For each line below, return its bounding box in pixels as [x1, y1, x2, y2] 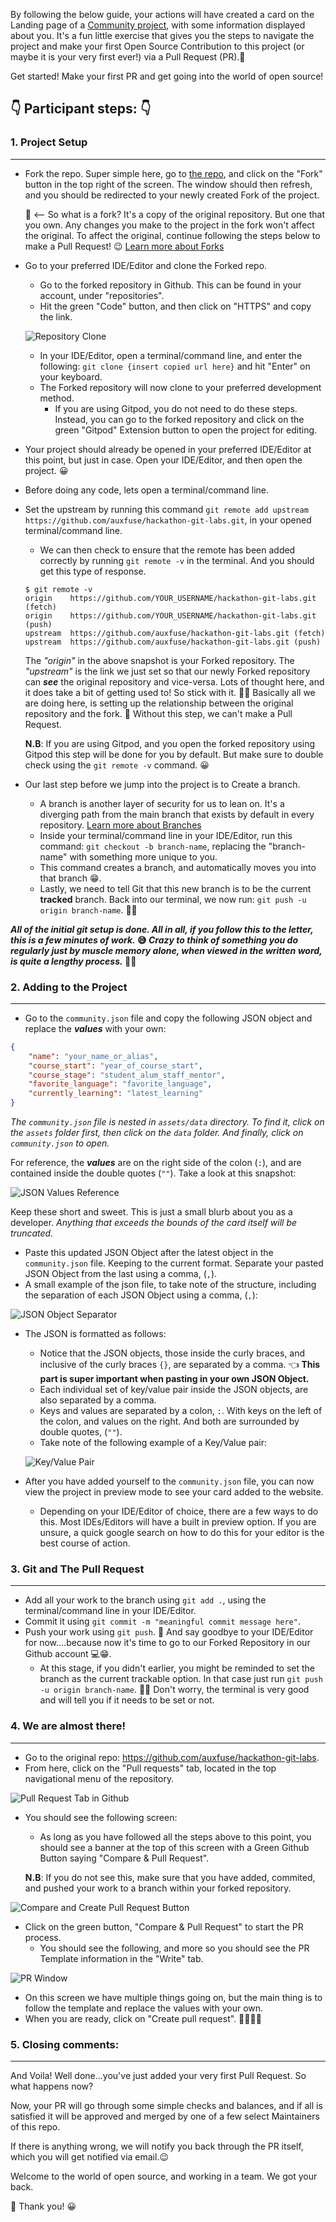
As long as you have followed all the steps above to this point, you [39, 1830, 312, 1843]
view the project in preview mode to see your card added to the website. [24, 1486, 324, 1498]
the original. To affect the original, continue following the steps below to [24, 229, 321, 241]
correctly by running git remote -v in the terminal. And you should [39, 554, 315, 566]
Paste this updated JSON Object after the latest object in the [24, 1247, 274, 1259]
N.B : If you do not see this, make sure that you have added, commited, [24, 1871, 316, 1883]
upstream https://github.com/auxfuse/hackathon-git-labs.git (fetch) [24, 628, 326, 638]
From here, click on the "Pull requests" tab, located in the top [24, 1762, 277, 1774]
